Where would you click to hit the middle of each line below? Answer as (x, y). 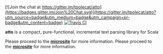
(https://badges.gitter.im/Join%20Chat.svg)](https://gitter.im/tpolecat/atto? (81, 12)
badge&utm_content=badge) (34, 22)
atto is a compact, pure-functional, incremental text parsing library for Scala (82, 32)
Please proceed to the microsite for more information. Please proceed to (79, 41)
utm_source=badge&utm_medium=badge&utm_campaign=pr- (68, 17)
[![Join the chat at (23, 7)
